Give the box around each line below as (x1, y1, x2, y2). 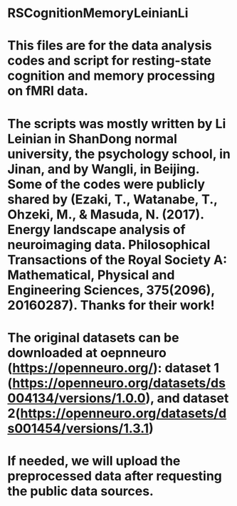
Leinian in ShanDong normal (7, 130, 178, 147)
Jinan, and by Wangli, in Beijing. (7, 161, 200, 177)
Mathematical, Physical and (7, 267, 175, 283)
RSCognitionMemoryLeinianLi (7, 5, 189, 21)
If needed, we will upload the (7, 453, 181, 469)
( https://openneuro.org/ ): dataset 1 (7, 359, 219, 376)
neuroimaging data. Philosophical (7, 236, 211, 253)
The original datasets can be (7, 330, 179, 346)
